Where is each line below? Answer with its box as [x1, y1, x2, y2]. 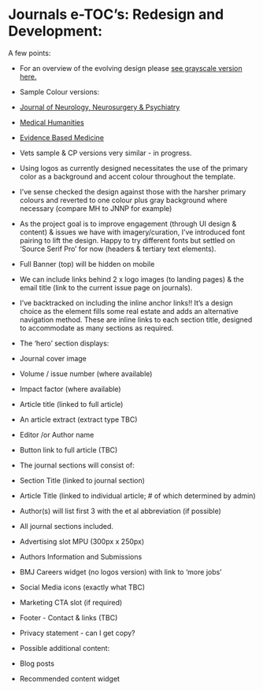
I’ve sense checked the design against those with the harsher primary [19, 187, 246, 196]
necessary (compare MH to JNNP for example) [19, 203, 172, 213]
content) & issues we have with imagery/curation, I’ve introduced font [19, 227, 246, 237]
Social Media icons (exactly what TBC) [19, 582, 146, 592]
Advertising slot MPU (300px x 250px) [19, 537, 145, 546]
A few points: [8, 48, 51, 57]
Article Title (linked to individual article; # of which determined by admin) [19, 490, 256, 501]
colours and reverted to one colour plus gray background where [19, 195, 228, 205]
